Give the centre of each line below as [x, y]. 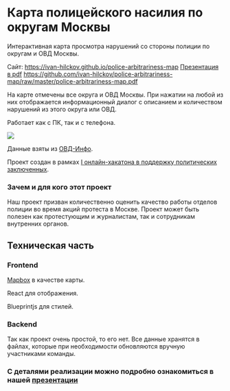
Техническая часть [51, 245]
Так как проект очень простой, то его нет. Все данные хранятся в [104, 339]
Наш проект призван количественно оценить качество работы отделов [112, 202]
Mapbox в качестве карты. [46, 280]
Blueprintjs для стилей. [40, 306]
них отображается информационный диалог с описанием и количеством [115, 102]
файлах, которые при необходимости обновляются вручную [96, 346]
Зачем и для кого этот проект [59, 187]
